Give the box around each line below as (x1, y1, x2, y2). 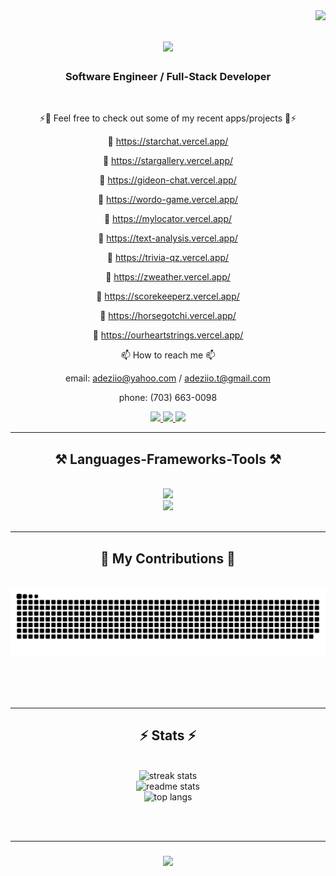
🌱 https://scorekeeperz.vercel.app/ (96, 290, 240, 303)
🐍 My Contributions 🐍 (100, 550, 236, 567)
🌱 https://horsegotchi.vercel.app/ (99, 310, 237, 322)
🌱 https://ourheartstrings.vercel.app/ (92, 329, 244, 341)
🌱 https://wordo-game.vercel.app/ (97, 194, 239, 206)
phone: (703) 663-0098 (118, 392, 218, 404)
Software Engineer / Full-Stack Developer (64, 70, 272, 84)
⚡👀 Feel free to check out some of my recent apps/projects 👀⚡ (39, 112, 297, 124)
